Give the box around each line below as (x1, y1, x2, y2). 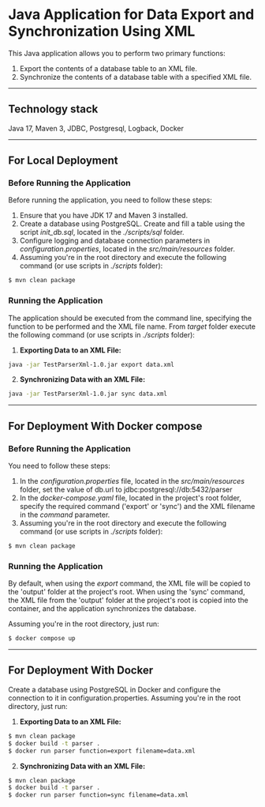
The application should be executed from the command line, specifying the (8, 313, 252, 322)
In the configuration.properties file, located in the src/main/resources (19, 477, 245, 486)
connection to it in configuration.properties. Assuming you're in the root (8, 693, 241, 703)
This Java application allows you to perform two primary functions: (8, 48, 226, 58)
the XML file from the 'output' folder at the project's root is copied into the (8, 595, 248, 605)
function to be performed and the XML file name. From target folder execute (8, 322, 256, 331)
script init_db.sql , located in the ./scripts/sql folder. (19, 228, 185, 237)
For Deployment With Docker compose (8, 419, 203, 432)
